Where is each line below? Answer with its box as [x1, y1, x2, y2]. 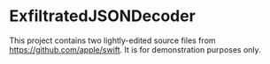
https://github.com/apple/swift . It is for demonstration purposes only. [9, 44, 261, 54]
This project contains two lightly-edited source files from [9, 35, 216, 46]
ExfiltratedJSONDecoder [9, 6, 197, 26]
